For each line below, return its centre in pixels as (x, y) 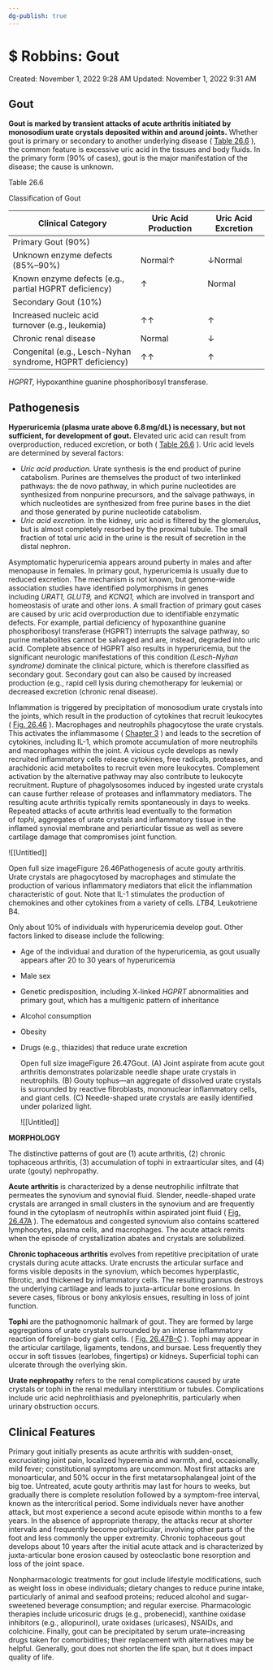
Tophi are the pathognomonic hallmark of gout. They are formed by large (131, 1322)
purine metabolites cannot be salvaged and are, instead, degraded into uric (134, 640)
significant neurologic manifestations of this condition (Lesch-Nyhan (123, 657)
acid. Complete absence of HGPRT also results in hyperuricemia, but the (130, 649)
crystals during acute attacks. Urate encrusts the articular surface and (126, 1263)
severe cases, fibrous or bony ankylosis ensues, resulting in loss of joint (129, 1297)
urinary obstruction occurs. (54, 1407)
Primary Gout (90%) (52, 242)
